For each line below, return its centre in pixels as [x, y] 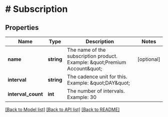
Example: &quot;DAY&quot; [99, 83]
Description [100, 42]
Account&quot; [85, 68]
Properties [22, 28]
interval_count [25, 94]
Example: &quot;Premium [97, 62]
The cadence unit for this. [97, 77]
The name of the [86, 50]
